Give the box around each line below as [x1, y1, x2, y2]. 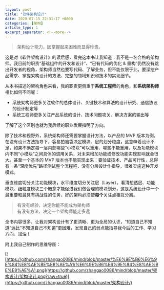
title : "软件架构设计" [5, 12, 47, 17]
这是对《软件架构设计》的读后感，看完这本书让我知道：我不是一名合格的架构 [5, 54, 159, 60]
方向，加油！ [5, 231, 31, 237]
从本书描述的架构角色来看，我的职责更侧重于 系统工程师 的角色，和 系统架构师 [5, 83, 159, 89]
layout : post [5, 7, 32, 12]
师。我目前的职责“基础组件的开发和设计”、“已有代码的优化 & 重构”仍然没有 [5, 61, 155, 66]
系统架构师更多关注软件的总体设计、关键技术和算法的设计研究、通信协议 [12, 100, 158, 105]
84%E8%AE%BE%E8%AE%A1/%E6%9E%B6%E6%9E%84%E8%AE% [12, 262, 156, 267]
